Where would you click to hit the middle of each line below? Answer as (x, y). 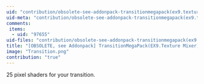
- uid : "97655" (31, 35)
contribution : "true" (34, 57)
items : (17, 29)
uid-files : (20, 40)
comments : (19, 23)
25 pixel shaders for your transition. (51, 74)
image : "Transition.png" (38, 52)
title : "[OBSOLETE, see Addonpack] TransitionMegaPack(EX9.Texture (93, 46)
